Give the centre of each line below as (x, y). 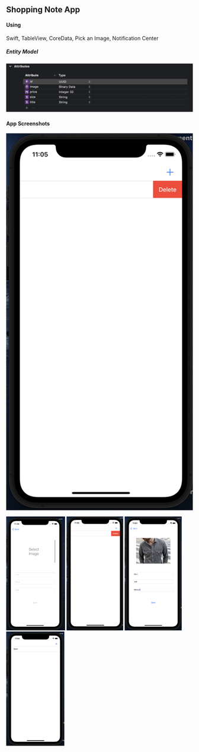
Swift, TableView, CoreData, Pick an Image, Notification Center (82, 38)
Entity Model (22, 52)
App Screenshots (28, 123)
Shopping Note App (43, 10)
